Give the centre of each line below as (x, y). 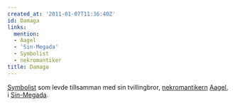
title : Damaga (28, 67)
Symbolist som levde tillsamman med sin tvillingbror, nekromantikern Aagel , (118, 87)
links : (17, 27)
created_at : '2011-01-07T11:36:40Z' (61, 14)
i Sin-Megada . (28, 95)
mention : (27, 34)
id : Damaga (23, 21)
